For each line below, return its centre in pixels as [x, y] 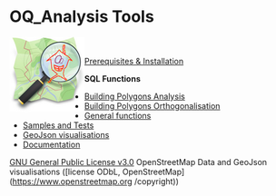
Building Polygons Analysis [135, 96]
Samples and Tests [58, 125]
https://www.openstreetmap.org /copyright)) [96, 181]
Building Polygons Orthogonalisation [153, 105]
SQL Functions [113, 78]
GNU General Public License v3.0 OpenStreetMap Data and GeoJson [138, 162]
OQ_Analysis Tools [82, 17]
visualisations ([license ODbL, [65, 171]
